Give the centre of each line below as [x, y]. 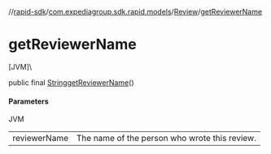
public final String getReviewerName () [71, 82]
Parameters [28, 101]
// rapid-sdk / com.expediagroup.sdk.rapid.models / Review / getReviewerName [135, 12]
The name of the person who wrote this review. [166, 139]
